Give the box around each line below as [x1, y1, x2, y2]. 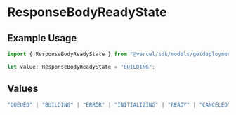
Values [7, 83, 39, 95]
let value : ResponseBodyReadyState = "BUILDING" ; [7, 63, 156, 70]
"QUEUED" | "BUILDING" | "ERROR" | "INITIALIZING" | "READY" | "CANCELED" [7, 101, 231, 109]
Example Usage [7, 32, 77, 44]
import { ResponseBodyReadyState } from [7, 50, 128, 57]
